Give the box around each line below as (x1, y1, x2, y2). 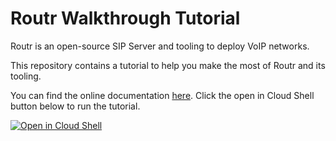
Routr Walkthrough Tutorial (10, 7, 241, 30)
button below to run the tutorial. (10, 100, 141, 112)
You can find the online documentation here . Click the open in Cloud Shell (10, 89, 315, 101)
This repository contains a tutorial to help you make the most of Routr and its (10, 59, 326, 71)
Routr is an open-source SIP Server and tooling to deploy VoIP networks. (10, 40, 310, 52)
